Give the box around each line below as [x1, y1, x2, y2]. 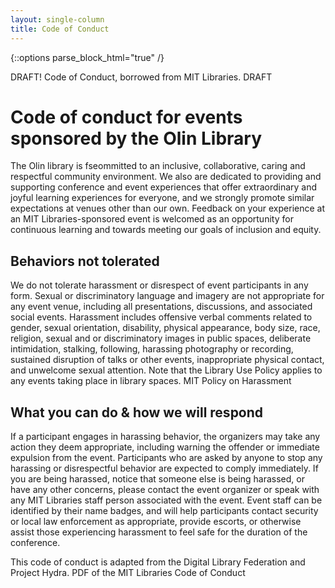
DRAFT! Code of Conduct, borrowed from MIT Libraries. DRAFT [10, 71, 273, 83]
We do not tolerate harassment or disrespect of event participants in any [10, 279, 309, 291]
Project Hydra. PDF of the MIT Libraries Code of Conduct [10, 567, 246, 579]
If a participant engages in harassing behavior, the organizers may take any [10, 431, 321, 443]
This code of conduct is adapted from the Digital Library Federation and [10, 556, 306, 568]
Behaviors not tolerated [10, 252, 160, 270]
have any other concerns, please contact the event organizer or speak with [10, 484, 320, 496]
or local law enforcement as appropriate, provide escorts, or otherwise [10, 516, 302, 528]
